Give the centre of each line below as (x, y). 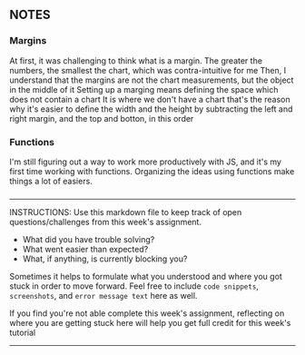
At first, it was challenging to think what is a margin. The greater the (136, 60)
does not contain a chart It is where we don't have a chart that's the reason (150, 99)
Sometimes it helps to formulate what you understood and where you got (146, 276)
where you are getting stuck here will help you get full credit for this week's (150, 322)
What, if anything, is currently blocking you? (105, 259)
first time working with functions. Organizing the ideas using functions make (152, 171)
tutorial (23, 332)
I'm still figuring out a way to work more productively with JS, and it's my (145, 162)
